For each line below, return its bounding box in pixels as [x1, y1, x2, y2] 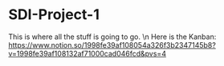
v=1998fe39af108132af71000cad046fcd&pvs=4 [8, 49, 167, 58]
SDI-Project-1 [8, 6, 100, 24]
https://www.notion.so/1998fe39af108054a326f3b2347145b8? [8, 40, 217, 49]
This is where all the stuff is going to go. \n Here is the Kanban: [8, 32, 217, 41]
